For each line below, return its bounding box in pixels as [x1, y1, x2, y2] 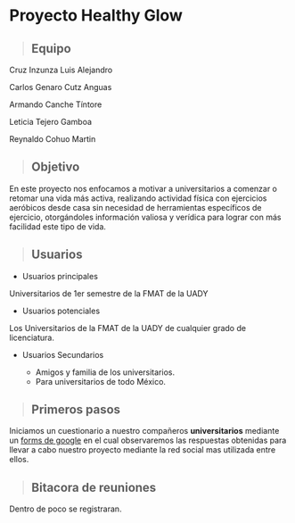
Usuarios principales [21, 270, 98, 281]
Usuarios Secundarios [21, 349, 104, 360]
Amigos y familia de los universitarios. [35, 367, 176, 378]
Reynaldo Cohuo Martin [9, 134, 96, 144]
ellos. [9, 454, 29, 465]
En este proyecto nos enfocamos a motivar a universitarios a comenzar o [9, 183, 278, 194]
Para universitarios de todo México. [35, 376, 167, 386]
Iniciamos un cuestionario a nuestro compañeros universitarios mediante [9, 426, 280, 436]
